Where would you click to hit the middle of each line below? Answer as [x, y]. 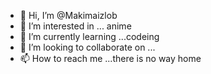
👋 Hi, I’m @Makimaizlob [68, 15]
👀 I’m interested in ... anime [75, 26]
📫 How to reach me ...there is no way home [110, 58]
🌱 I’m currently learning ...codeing [89, 36]
